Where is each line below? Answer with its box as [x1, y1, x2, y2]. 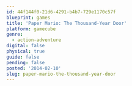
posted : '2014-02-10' [6, 65, 62, 71]
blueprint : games [6, 15, 51, 21]
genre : [6, 31, 23, 38]
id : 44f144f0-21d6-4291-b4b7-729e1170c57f [6, 8, 116, 15]
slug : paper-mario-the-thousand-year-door [6, 71, 116, 77]
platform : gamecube [6, 25, 56, 32]
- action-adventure [12, 37, 62, 43]
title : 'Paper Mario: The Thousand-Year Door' [6, 20, 127, 26]
